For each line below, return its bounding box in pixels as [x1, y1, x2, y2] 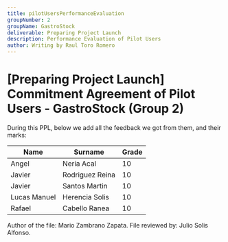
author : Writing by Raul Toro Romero [7, 42, 115, 49]
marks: [7, 131, 27, 139]
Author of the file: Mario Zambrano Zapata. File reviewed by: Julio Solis [7, 221, 208, 229]
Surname [73, 147, 104, 157]
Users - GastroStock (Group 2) [7, 101, 184, 117]
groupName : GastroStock [7, 23, 76, 30]
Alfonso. [7, 228, 31, 236]
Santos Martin [62, 181, 108, 190]
